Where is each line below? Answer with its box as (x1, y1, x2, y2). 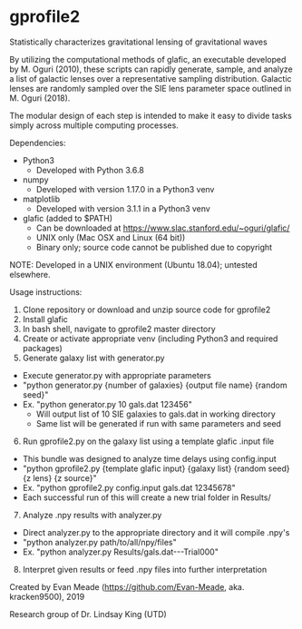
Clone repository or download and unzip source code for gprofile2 (22, 304, 271, 315)
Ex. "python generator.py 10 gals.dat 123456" (22, 398, 192, 409)
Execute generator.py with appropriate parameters (22, 369, 211, 380)
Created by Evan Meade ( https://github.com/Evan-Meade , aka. (9, 581, 245, 592)
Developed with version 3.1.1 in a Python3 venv (35, 202, 210, 214)
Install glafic (22, 313, 68, 324)
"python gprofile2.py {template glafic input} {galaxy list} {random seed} (22, 463, 290, 474)
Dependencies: (9, 137, 66, 148)
